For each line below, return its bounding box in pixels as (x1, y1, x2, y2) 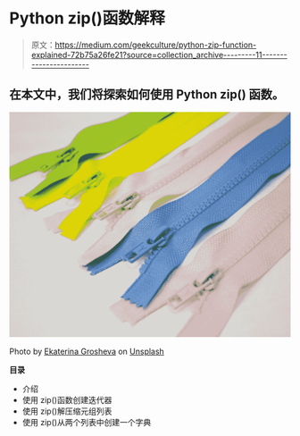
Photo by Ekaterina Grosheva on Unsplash (9, 346, 165, 356)
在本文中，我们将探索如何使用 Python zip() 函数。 (9, 87, 285, 103)
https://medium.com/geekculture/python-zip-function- (54, 39, 257, 50)
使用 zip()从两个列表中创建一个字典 (21, 416, 152, 427)
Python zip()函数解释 (9, 8, 165, 29)
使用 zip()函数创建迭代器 (21, 394, 112, 405)
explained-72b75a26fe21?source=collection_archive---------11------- (30, 49, 287, 60)
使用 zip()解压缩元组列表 (21, 406, 112, 416)
